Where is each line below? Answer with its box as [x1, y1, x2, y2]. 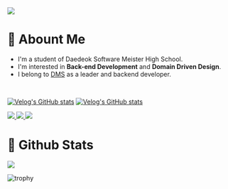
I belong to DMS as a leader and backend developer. [17, 70, 172, 78]
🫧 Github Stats [7, 137, 94, 153]
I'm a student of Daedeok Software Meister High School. [17, 55, 183, 63]
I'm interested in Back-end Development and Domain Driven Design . [17, 62, 222, 70]
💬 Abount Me [7, 31, 86, 48]
